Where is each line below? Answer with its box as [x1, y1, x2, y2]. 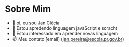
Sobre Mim [5, 3, 51, 15]
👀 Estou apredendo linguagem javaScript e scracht [12, 25, 118, 31]
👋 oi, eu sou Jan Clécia [12, 20, 60, 26]
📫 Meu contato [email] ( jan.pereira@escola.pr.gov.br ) [12, 36, 124, 42]
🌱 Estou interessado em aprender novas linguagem [12, 30, 118, 36]
